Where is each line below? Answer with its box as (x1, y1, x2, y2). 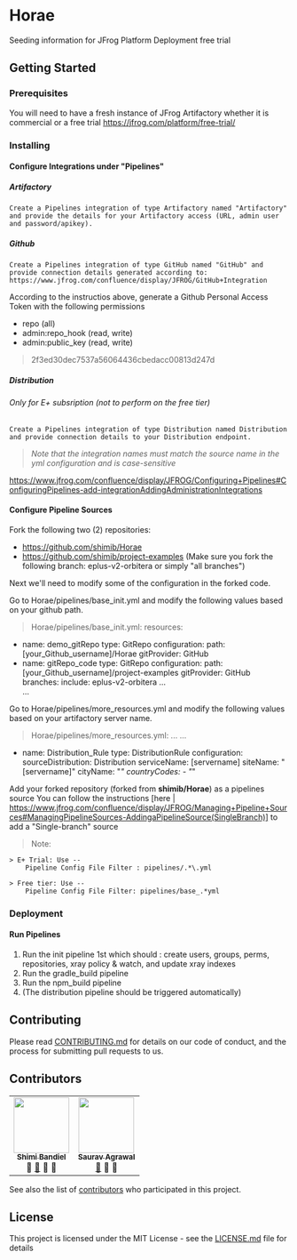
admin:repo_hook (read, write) (21, 328, 133, 339)
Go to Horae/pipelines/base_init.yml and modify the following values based (9, 595, 284, 606)
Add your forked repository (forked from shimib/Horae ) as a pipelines (9, 783, 265, 794)
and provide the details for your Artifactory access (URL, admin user (9, 212, 279, 221)
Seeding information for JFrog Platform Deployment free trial (9, 35, 231, 45)
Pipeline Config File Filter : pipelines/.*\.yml (25, 863, 213, 872)
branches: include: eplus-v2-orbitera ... (21, 677, 167, 687)
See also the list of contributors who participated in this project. (9, 1184, 242, 1194)
